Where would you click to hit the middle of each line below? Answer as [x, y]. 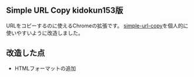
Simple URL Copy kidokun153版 [65, 10]
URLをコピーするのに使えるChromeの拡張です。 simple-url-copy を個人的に [97, 26]
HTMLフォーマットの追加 [45, 68]
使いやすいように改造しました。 [45, 33]
